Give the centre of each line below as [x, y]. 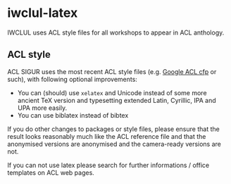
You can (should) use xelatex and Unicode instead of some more [112, 92]
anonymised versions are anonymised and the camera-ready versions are [114, 144]
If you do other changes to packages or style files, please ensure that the [113, 129]
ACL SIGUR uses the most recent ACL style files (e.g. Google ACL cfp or [112, 71]
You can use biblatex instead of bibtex [73, 115]
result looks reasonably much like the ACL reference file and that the [107, 136]
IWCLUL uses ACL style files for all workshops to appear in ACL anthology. [116, 32]
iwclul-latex [43, 13]
